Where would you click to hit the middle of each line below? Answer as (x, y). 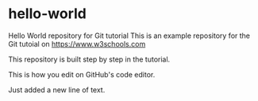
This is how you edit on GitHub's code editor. (82, 74)
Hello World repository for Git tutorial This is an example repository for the (129, 36)
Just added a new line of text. (57, 90)
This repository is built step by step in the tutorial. (89, 59)
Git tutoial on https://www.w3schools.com (77, 43)
